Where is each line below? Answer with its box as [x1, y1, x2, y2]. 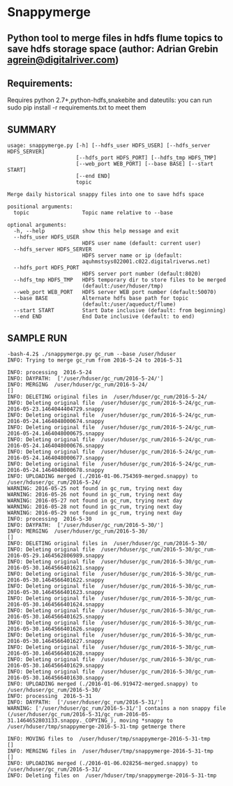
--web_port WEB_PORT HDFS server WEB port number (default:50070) [13, 289, 217, 296]
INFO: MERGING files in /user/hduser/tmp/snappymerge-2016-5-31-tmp [7, 748, 214, 755]
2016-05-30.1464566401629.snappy [7, 662, 105, 669]
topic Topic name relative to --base [13, 209, 173, 216]
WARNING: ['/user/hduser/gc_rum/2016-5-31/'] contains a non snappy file [7, 705, 227, 712]
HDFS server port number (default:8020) [82, 270, 201, 278]
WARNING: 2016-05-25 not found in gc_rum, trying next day [7, 485, 183, 492]
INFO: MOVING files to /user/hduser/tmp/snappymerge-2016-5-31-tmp [7, 736, 211, 743]
